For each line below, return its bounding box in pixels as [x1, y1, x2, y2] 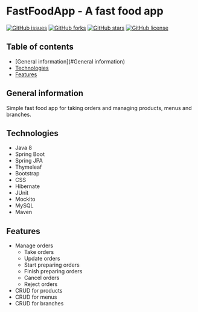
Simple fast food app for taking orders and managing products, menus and [6, 104, 192, 111]
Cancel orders [24, 274, 60, 282]
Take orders [24, 249, 54, 256]
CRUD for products [14, 287, 63, 294]
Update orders [24, 255, 60, 262]
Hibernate [14, 183, 40, 190]
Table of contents [6, 42, 74, 52]
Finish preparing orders [24, 268, 83, 275]
